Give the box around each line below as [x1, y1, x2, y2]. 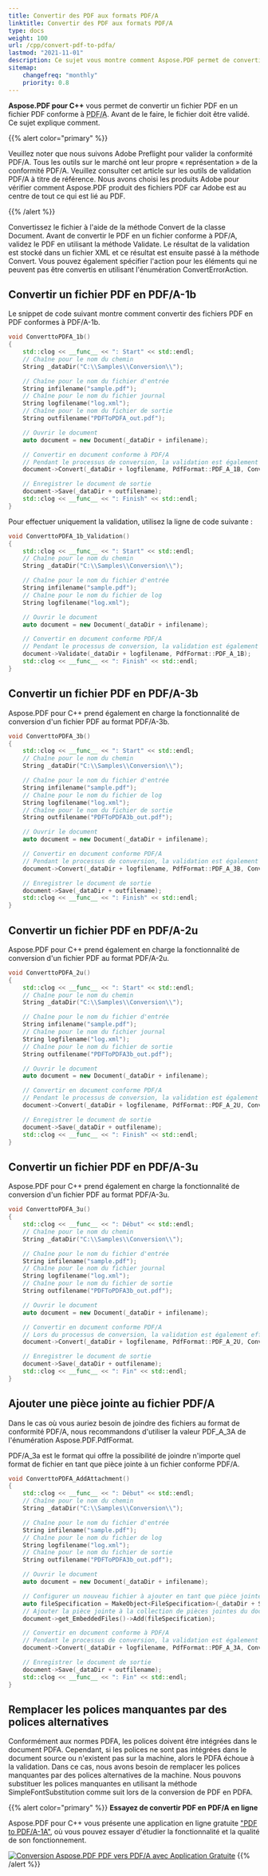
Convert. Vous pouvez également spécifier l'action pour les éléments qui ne [8, 256, 258, 266]
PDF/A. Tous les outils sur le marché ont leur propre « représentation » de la [8, 157, 258, 166]
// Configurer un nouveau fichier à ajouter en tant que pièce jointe [22, 1592, 262, 1600]
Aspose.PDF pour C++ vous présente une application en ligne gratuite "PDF [8, 1818, 258, 1828]
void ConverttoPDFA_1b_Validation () [8, 532, 130, 540]
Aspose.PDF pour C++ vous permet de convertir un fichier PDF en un [8, 101, 238, 110]
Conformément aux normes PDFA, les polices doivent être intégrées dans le [8, 1737, 258, 1746]
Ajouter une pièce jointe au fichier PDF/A [8, 1397, 215, 1410]
